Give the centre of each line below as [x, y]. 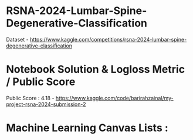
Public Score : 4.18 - [30, 98]
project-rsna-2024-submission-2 [46, 104]
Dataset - [17, 39]
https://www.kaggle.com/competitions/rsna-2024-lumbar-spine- [108, 39]
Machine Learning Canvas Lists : [87, 128]
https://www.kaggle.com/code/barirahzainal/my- [115, 98]
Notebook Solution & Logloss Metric [96, 69]
